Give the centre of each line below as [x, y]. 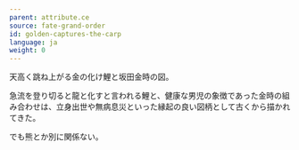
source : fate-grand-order [57, 26]
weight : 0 [28, 51]
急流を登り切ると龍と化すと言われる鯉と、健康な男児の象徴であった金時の [146, 96]
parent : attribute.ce [50, 17]
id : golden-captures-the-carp [66, 34]
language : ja [33, 42]
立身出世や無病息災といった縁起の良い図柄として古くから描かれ [173, 107]
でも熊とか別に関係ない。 [56, 137]
